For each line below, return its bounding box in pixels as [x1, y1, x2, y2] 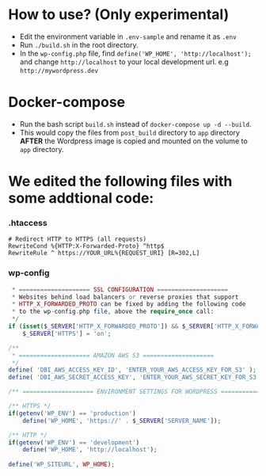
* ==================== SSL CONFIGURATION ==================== [11, 285, 228, 294]
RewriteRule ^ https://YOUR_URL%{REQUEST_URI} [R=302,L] [8, 249, 200, 257]
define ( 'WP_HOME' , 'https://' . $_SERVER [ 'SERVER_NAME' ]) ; [22, 417, 222, 425]
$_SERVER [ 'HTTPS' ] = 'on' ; [22, 329, 112, 337]
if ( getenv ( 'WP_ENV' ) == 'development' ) [8, 438, 140, 447]
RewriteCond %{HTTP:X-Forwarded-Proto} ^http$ [8, 242, 165, 250]
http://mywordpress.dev [19, 67, 99, 74]
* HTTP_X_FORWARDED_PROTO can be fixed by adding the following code [11, 300, 246, 308]
